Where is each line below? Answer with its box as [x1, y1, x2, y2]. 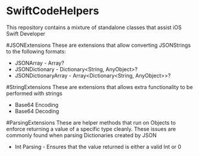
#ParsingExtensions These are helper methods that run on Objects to [6, 119, 176, 126]
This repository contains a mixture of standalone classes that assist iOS [6, 24, 182, 31]
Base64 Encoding [14, 101, 58, 108]
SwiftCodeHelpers [6, 4, 99, 18]
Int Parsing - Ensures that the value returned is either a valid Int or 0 [14, 143, 182, 150]
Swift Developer [6, 30, 46, 37]
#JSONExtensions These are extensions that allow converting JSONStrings [6, 42, 191, 49]
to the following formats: [6, 47, 67, 55]
